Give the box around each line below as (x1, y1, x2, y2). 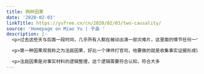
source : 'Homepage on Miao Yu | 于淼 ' (6, 25, 106, 32)
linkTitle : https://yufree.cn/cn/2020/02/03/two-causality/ (6, 20, 162, 26)
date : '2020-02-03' (6, 14, 56, 20)
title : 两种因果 (6, 8, 44, 15)
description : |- (6, 31, 47, 37)
